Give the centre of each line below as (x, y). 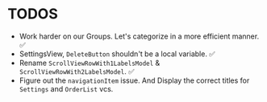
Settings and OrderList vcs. (66, 88)
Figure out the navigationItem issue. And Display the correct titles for (134, 80)
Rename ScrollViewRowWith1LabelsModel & (90, 63)
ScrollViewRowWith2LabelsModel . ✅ (77, 71)
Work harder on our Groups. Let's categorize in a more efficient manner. (139, 36)
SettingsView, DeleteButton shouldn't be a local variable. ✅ (117, 54)
